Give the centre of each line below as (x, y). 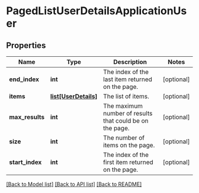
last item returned (128, 79)
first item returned (129, 162)
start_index (25, 162)
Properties (26, 45)
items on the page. (129, 145)
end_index (24, 79)
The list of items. (126, 96)
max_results (27, 117)
